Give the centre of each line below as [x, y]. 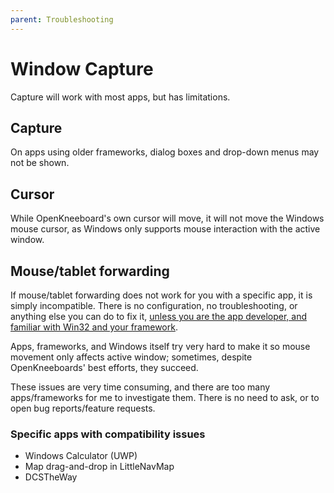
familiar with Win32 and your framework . [94, 327]
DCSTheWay [51, 477]
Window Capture [82, 68]
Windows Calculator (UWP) [81, 456]
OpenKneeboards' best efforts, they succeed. [104, 367]
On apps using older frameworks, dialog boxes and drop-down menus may [165, 152]
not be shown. [40, 163]
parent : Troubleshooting [62, 19]
